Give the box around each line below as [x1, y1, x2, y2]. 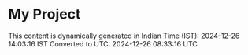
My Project [8, 5, 81, 23]
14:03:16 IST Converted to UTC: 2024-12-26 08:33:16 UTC [8, 39, 198, 48]
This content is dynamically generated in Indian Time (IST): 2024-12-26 [8, 31, 240, 40]
